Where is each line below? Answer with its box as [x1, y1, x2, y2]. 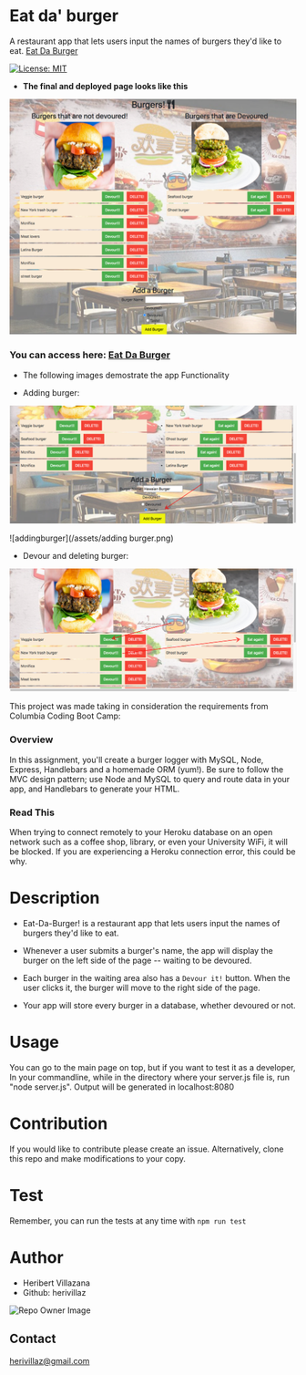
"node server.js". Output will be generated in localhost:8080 [9, 1081, 235, 1092]
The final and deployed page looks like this [22, 80, 189, 91]
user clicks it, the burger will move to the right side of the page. [22, 982, 261, 993]
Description [9, 888, 100, 908]
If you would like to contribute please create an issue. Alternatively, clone [9, 1143, 284, 1154]
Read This [9, 806, 55, 819]
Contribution [9, 1113, 108, 1134]
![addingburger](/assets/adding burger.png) [9, 532, 175, 543]
